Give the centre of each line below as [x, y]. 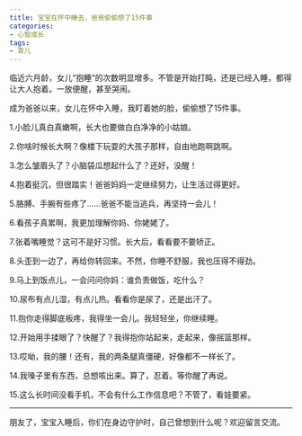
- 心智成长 [27, 34]
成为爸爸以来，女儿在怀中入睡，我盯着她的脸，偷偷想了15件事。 [127, 108]
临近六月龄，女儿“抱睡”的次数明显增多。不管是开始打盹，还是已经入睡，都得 [151, 78]
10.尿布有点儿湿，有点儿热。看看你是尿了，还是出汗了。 [113, 299]
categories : [31, 26]
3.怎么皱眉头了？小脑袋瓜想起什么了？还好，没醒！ [103, 165]
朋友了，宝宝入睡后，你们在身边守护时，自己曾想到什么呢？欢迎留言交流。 [147, 423]
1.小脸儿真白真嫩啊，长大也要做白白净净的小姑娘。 [102, 128]
